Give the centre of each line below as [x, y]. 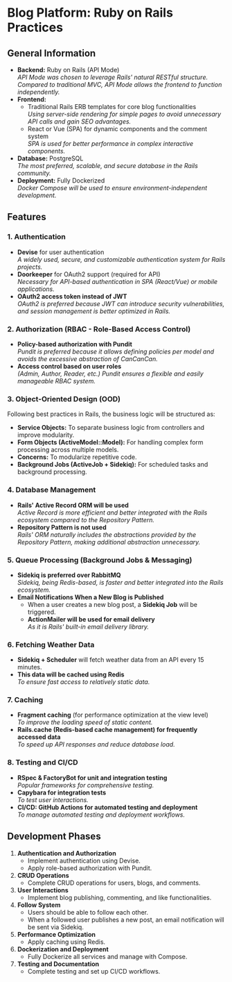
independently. [38, 92]
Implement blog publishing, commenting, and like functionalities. [119, 897]
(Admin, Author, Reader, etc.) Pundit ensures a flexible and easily [110, 374]
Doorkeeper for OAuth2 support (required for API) [89, 274]
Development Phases [54, 837]
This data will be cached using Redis [71, 674]
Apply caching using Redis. [66, 942]
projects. [30, 267]
